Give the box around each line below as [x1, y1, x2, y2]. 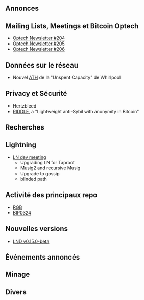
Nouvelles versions [5, 225, 68, 233]
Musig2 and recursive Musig [20, 165, 81, 171]
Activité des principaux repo [5, 190, 98, 199]
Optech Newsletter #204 [12, 35, 65, 41]
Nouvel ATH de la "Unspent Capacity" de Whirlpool [12, 74, 121, 81]
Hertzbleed [12, 102, 37, 109]
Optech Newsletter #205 [12, 40, 65, 47]
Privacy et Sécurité [5, 89, 67, 98]
